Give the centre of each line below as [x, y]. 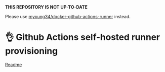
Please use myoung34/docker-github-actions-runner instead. [68, 16]
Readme [14, 64]
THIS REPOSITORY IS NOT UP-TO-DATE [46, 7]
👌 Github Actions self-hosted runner [82, 37]
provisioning [31, 51]
